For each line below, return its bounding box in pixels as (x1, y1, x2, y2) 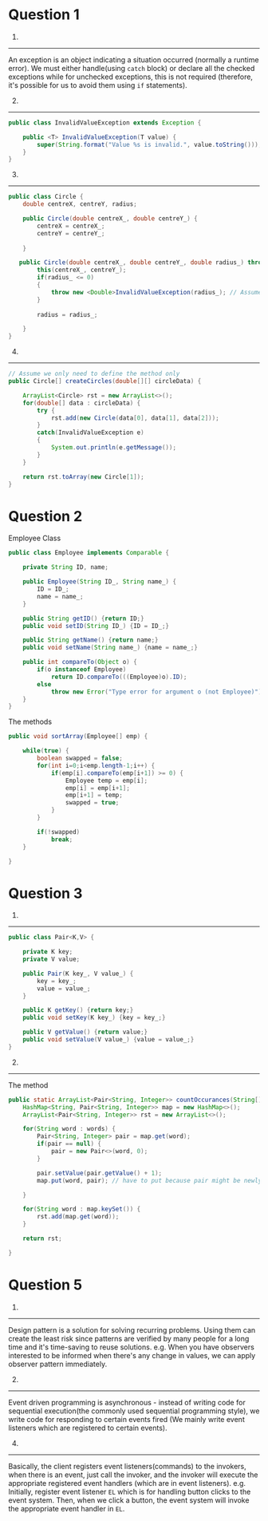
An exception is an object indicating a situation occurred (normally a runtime (8, 54, 259, 65)
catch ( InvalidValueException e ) (37, 429, 145, 437)
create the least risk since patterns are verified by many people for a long (8, 1333, 250, 1343)
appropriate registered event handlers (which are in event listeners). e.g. (8, 1478, 246, 1487)
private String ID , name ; (22, 563, 109, 571)
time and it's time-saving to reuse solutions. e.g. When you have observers (8, 1342, 255, 1352)
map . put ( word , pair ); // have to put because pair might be (37, 1176, 241, 1184)
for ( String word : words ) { (22, 1125, 116, 1133)
